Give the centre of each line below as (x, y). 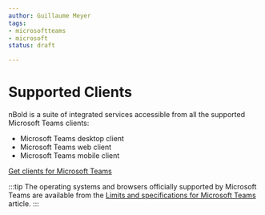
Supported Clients (70, 92)
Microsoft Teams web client (66, 147)
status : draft (32, 46)
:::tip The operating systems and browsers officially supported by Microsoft (132, 187)
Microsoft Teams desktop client (72, 139)
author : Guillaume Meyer (50, 16)
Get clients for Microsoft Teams (60, 171)
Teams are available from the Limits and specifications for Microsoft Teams (132, 195)
